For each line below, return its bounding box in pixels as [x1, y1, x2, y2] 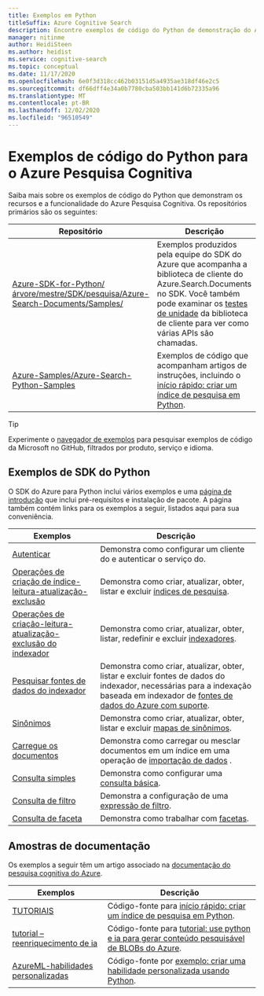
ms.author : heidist [8, 48, 72, 56]
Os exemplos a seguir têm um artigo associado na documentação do [8, 860, 231, 869]
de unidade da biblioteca [156, 307, 249, 318]
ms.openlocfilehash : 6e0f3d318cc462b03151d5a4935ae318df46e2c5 [8, 77, 220, 85]
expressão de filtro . [100, 799, 171, 810]
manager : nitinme [8, 33, 65, 42]
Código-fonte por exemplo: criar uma [107, 956, 246, 967]
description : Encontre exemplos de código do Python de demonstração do [8, 26, 251, 34]
